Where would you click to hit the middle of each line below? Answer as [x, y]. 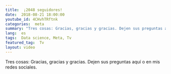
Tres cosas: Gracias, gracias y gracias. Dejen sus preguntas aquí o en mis [83, 61]
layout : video [20, 47]
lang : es [16, 33]
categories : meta [25, 24]
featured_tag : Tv [25, 43]
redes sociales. [21, 67]
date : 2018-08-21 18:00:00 [35, 15]
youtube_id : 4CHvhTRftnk [32, 19]
